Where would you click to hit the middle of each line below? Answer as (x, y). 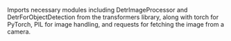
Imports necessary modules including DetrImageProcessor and (97, 10)
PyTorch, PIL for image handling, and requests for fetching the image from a (115, 24)
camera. (19, 31)
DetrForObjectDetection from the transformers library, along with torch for (113, 17)
